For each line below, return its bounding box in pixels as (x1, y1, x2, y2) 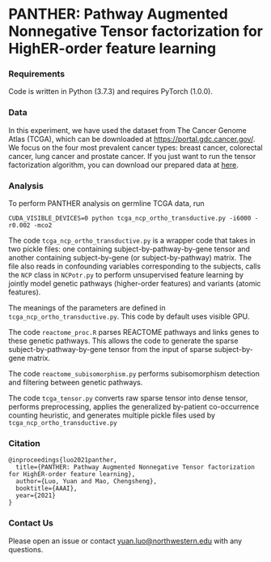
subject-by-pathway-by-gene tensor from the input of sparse (8, 345, 213, 354)
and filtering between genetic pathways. (8, 378, 143, 388)
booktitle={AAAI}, (15, 484, 78, 493)
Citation (8, 438, 40, 448)
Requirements (8, 68, 66, 79)
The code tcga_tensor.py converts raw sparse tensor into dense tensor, (8, 393, 248, 403)
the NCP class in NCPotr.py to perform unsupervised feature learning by (8, 270, 244, 280)
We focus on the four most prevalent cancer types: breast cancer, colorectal (8, 143, 263, 152)
